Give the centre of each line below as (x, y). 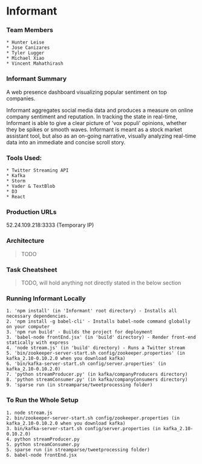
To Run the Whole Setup (42, 400)
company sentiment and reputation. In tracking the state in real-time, (92, 117)
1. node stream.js (29, 413)
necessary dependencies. (37, 316)
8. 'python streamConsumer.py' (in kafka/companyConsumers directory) (97, 380)
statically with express (37, 343)
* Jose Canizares (28, 48)
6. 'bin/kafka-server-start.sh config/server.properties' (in (86, 364)
